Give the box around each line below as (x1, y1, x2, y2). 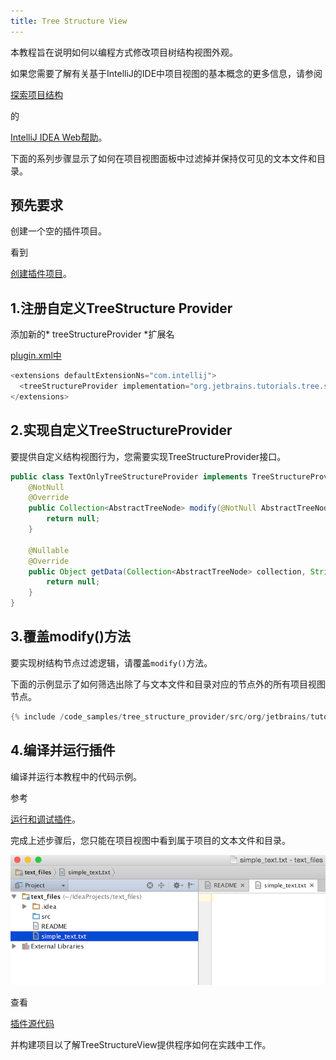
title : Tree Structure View (10, 16, 128, 26)
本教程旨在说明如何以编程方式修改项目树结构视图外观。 (10, 46, 238, 58)
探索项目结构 (10, 88, 63, 100)
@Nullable (28, 545, 70, 555)
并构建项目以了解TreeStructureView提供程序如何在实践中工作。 (10, 1039, 272, 1051)
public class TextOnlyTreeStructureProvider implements (10, 471, 248, 482)
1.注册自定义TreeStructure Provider (10, 300, 233, 317)
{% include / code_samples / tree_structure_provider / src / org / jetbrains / (10, 711, 311, 722)
